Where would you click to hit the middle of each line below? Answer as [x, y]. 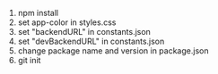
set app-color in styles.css [67, 22]
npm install [38, 13]
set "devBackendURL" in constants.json [91, 41]
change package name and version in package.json [113, 51]
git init [29, 60]
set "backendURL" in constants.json [84, 32]
